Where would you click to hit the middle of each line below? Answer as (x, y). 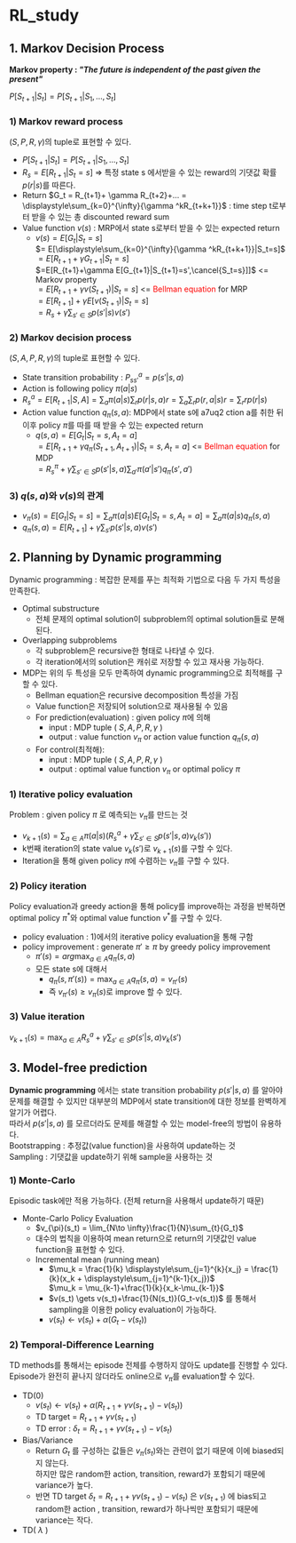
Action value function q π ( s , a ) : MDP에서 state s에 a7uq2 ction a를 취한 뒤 (152, 413)
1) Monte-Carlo (42, 1180)
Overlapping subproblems (70, 640)
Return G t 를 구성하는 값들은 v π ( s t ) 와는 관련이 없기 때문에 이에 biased (156, 1451)
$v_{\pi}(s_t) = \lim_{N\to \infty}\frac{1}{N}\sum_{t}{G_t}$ (139, 1228)
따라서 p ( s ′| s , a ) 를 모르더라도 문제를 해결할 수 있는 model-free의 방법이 (134, 1123)
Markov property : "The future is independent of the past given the (135, 69)
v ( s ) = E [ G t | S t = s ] (69, 239)
